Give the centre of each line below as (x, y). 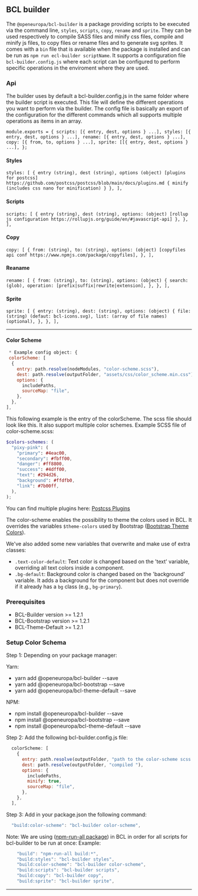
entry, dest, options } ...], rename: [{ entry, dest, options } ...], (96, 137)
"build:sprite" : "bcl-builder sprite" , (66, 881)
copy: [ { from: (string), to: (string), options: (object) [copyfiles (96, 250)
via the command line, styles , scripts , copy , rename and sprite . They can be (99, 30)
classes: (16, 550)
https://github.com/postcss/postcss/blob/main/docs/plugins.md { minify (97, 183)
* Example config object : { (43, 353)
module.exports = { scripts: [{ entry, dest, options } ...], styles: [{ (99, 132)
